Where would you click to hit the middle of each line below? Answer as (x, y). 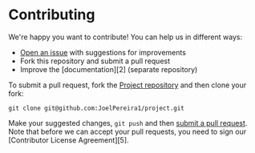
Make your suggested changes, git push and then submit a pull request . (128, 123)
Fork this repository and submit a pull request (95, 61)
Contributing (52, 15)
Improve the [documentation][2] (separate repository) (109, 69)
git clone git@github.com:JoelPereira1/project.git (96, 108)
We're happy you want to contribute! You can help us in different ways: (125, 37)
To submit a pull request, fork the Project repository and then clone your (127, 85)
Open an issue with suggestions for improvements (103, 52)
